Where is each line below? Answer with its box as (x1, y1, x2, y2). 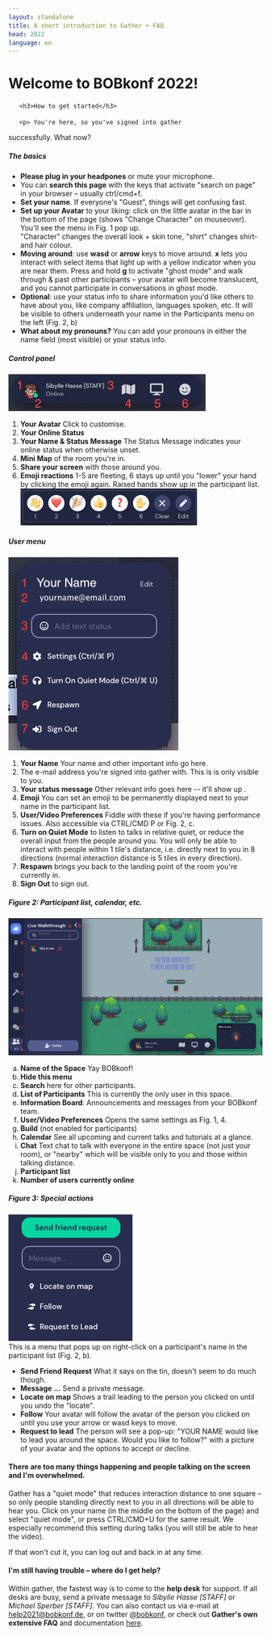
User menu (8, 536, 46, 546)
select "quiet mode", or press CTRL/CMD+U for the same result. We (8, 1514, 234, 1524)
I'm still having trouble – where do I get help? (8, 1565, 161, 1575)
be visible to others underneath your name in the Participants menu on (19, 309, 255, 319)
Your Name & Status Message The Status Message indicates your (19, 437, 241, 447)
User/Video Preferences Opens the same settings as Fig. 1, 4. (19, 1115, 227, 1125)
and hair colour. (19, 240, 73, 250)
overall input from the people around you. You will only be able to (19, 836, 237, 845)
